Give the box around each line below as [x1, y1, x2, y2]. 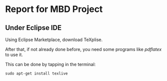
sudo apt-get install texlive [5, 71, 68, 76]
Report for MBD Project [5, 3, 103, 15]
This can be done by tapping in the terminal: [5, 61, 96, 67]
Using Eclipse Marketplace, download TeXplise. [5, 36, 103, 42]
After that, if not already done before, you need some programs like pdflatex [5, 46, 162, 52]
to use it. [5, 51, 23, 57]
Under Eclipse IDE [5, 23, 62, 32]
